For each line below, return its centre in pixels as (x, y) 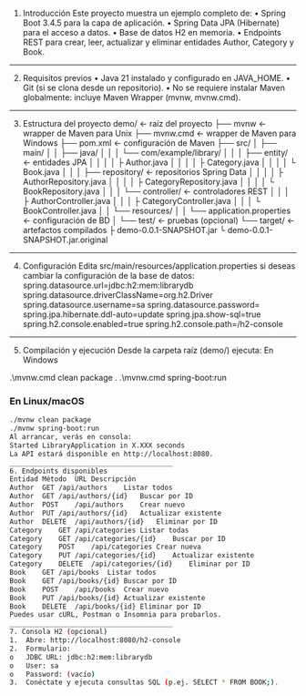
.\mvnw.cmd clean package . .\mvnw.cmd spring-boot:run (118, 378)
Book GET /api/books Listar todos (83, 573)
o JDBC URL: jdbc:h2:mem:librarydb (81, 657)
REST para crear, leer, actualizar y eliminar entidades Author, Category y (158, 42)
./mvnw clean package (51, 420)
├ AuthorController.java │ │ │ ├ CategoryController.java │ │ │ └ (142, 201)
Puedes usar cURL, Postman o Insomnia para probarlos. (116, 615)
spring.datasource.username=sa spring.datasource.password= (141, 305)
